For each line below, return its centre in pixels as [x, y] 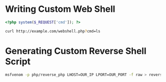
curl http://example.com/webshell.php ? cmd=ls [53, 31]
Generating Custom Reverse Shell [76, 51]
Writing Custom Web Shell [60, 9]
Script [18, 61]
